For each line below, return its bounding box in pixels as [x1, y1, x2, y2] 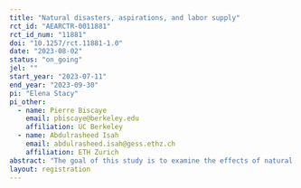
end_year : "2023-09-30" [9, 80, 99, 89]
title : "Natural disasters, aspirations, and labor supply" [9, 13, 241, 23]
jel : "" [9, 64, 39, 73]
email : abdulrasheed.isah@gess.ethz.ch [25, 139, 176, 148]
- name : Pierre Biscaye [17, 106, 107, 115]
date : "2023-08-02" [9, 47, 83, 56]
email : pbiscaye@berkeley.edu [25, 114, 140, 123]
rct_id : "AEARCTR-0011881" [9, 22, 111, 31]
